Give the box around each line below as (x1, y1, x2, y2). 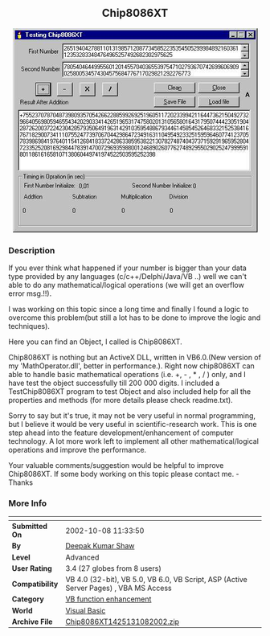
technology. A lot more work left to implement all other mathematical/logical (8, 437, 260, 446)
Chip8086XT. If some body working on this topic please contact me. (8, 470, 235, 479)
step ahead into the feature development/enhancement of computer (8, 428, 234, 437)
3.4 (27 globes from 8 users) (65, 563, 162, 573)
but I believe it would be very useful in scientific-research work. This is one (8, 420, 257, 429)
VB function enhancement (65, 594, 152, 604)
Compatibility (11, 579, 59, 589)
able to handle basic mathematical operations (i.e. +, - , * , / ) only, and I (8, 370, 247, 380)
